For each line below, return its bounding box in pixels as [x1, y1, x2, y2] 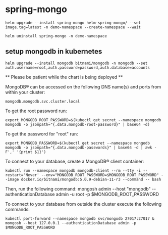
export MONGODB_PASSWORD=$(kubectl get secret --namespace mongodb [5, 140, 150, 146]
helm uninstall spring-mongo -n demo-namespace [5, 33, 107, 38]
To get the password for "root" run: [5, 130, 78, 137]
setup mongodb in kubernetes [5, 47, 102, 56]
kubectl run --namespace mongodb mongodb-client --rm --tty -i [5, 168, 141, 173]
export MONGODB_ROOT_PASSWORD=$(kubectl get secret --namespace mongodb [5, 117, 161, 122]
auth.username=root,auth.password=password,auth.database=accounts [5, 65, 150, 70]
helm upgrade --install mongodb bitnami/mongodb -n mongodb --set [5, 61, 148, 66]
